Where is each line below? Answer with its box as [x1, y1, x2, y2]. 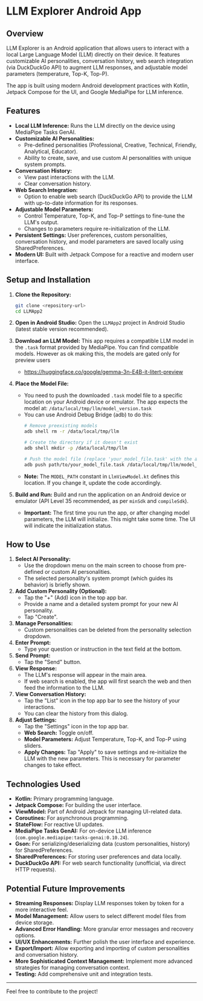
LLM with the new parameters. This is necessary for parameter [24, 755, 181, 762]
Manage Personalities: [14, 620, 73, 627]
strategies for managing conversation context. [14, 964, 130, 971]
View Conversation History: [14, 691, 86, 698]
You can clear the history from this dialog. [24, 710, 129, 717]
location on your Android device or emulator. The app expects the [24, 398, 188, 405]
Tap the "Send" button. [24, 659, 82, 666]
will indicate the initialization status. [24, 522, 113, 529]
